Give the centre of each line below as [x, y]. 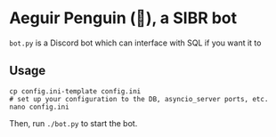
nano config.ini [39, 107]
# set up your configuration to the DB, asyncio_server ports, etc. [139, 99]
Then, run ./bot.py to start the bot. [73, 123]
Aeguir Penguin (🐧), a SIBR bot [123, 18]
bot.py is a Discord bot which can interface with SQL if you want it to [135, 43]
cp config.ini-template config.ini [75, 91]
